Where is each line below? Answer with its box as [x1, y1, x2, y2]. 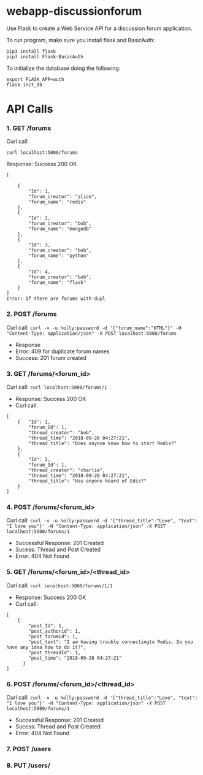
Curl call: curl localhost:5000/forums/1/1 [6, 581, 113, 589]
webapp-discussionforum [6, 4, 142, 18]
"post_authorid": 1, [28, 628, 81, 634]
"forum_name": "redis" [28, 199, 86, 205]
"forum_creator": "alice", [28, 194, 98, 200]
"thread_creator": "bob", [28, 430, 95, 436]
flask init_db [6, 82, 43, 88]
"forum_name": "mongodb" [28, 226, 92, 232]
